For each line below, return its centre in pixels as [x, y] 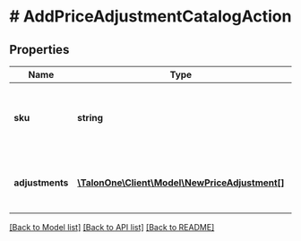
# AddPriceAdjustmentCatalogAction [150, 17]
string [90, 118]
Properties [39, 50]
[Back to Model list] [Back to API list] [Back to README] [112, 227]
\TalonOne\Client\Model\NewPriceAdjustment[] [181, 183]
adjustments [41, 183]
